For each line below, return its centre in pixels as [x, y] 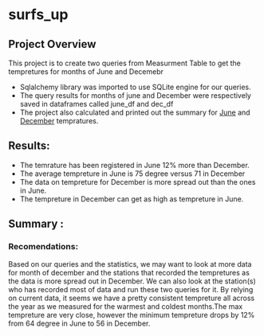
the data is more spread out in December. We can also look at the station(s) [132, 281]
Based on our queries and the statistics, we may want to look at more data [130, 264]
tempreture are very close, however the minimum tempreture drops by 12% [132, 315]
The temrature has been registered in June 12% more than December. [134, 165]
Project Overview [52, 44]
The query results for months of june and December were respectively [135, 96]
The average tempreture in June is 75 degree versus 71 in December [132, 174]
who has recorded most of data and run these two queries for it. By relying [131, 289]
